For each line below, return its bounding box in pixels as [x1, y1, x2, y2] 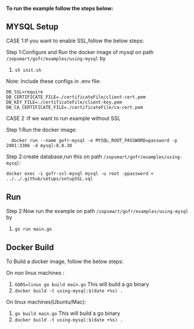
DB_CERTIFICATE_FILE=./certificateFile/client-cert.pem [6, 94, 146, 100]
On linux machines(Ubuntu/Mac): [6, 298, 86, 305]
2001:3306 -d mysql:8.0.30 [6, 143, 72, 149]
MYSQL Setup [6, 21, 59, 32]
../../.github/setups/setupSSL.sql [6, 176, 93, 182]
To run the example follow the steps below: [6, 5, 113, 12]
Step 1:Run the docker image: [6, 127, 78, 134]
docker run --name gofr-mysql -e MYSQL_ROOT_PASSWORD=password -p [11, 138, 178, 144]
